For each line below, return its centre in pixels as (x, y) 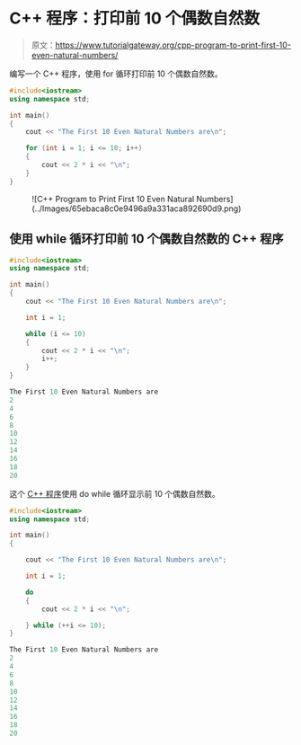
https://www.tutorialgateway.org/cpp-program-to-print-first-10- (173, 45)
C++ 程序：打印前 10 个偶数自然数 (135, 18)
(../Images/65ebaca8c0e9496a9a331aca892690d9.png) (137, 208)
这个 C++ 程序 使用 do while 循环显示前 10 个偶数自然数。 (115, 493)
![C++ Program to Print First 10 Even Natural (113, 199)
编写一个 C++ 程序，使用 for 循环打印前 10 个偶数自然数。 (116, 74)
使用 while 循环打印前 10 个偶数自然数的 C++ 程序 (146, 239)
